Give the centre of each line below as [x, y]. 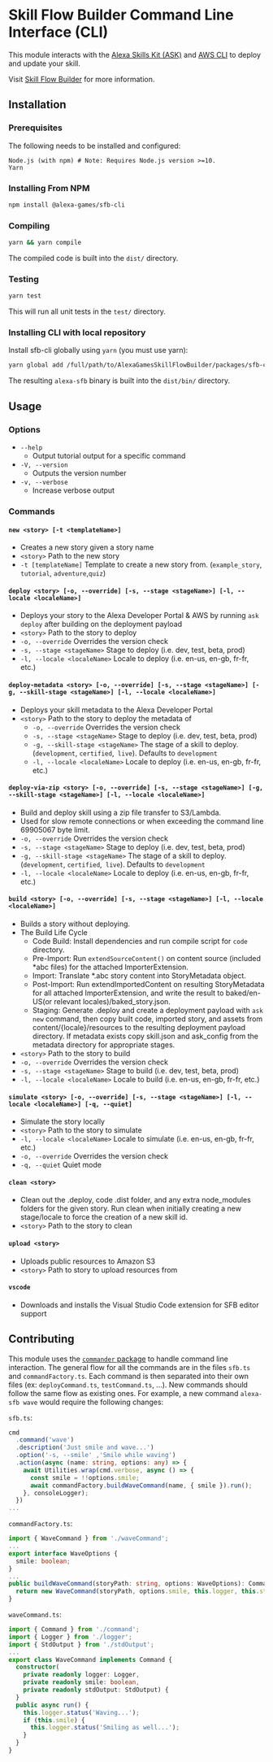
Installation [37, 104]
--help [31, 448]
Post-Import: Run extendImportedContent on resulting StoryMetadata [149, 984]
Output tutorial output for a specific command [109, 456]
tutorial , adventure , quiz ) [63, 573]
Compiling [29, 225]
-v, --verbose [44, 482]
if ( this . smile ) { [54, 1720]
